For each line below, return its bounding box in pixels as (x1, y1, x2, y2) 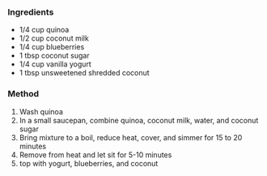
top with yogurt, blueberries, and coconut (19, 158, 159, 168)
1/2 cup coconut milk (19, 33, 90, 43)
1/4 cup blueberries (19, 42, 85, 52)
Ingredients (7, 6, 54, 18)
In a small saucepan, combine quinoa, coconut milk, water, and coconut (19, 115, 259, 125)
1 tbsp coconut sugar (19, 51, 90, 61)
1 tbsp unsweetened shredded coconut (19, 68, 150, 78)
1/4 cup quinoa (19, 25, 70, 35)
